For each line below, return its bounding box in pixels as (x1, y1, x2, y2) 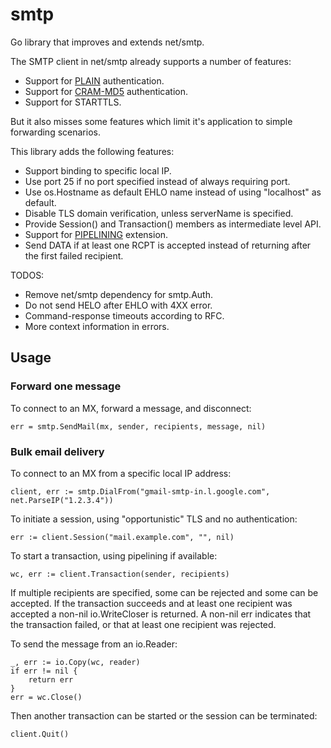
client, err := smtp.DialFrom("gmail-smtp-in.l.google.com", (10, 486, 271, 497)
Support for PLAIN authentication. (24, 74, 165, 87)
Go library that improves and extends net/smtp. (10, 36, 205, 48)
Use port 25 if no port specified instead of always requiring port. (24, 175, 291, 187)
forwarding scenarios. (10, 126, 101, 138)
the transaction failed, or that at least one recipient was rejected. (10, 618, 277, 630)
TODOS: (10, 269, 45, 281)
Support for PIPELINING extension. (24, 228, 169, 240)
